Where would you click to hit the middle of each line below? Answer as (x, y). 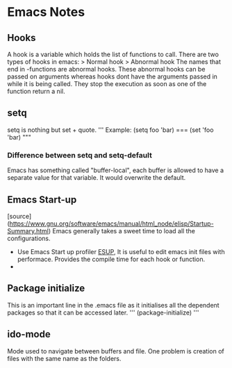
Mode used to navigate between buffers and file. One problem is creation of (116, 351)
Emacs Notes (46, 12)
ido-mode (29, 334)
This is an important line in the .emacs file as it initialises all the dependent (114, 305)
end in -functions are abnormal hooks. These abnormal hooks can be (106, 69)
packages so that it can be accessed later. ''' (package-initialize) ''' (103, 312)
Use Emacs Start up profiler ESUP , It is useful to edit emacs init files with (121, 251)
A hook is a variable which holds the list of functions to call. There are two (113, 54)
